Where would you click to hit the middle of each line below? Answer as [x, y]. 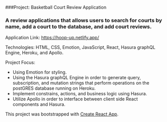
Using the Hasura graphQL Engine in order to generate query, [77, 78]
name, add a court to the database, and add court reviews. [78, 26]
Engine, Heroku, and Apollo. [34, 53]
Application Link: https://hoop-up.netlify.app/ [52, 38]
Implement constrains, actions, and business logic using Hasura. [80, 94]
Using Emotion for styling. [39, 72]
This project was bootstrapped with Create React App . [62, 114]
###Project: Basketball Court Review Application [56, 7]
